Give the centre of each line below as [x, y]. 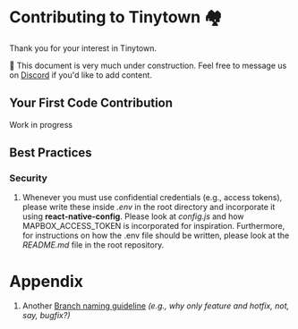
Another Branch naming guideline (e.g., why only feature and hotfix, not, [155, 306]
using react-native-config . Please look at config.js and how [133, 216]
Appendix [46, 281]
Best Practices [51, 153]
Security [28, 178]
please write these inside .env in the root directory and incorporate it [149, 207]
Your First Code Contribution [91, 103]
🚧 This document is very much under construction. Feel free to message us [148, 65]
